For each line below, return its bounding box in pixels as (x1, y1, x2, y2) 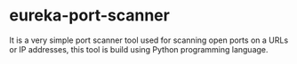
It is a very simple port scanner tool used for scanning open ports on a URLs (9, 35, 289, 45)
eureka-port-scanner (9, 5, 171, 26)
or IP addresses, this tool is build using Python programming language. (9, 44, 269, 54)
